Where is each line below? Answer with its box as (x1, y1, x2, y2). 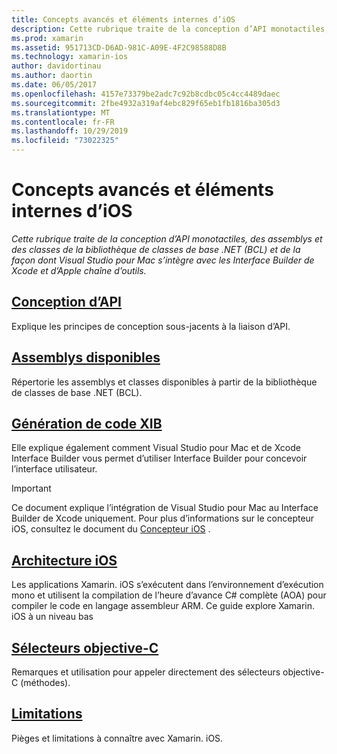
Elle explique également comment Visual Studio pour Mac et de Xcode (11, 442, 301, 454)
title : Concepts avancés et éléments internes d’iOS (11, 14, 236, 25)
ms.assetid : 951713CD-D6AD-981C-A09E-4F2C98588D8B (11, 42, 227, 53)
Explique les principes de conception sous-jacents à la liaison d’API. (11, 320, 291, 332)
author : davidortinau (11, 61, 102, 71)
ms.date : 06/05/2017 (11, 80, 98, 90)
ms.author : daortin (11, 71, 93, 81)
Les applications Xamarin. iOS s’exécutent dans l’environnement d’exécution (11, 579, 324, 591)
